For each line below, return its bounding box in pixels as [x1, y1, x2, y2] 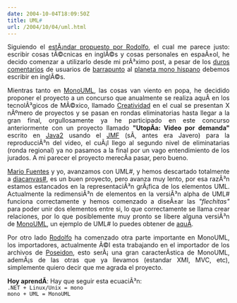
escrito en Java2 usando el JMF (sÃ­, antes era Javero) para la [7, 131, 231, 140]
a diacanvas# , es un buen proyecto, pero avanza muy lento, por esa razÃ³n [7, 175, 230, 183]
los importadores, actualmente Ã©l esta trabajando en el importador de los [7, 241, 230, 249]
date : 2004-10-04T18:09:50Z [7, 10, 90, 18]
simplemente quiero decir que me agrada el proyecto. [7, 264, 164, 272]
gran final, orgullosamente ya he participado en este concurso [7, 116, 230, 125]
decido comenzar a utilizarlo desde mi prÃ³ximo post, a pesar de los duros [7, 58, 230, 66]
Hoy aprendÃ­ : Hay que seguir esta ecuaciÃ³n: [7, 277, 142, 285]
